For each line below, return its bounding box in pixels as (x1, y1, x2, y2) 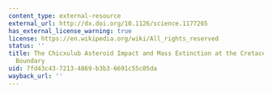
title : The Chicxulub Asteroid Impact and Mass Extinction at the (8, 49, 237, 57)
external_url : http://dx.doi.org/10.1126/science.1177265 (8, 19, 208, 27)
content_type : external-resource (8, 11, 121, 20)
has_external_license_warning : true (8, 27, 132, 35)
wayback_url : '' (8, 72, 63, 80)
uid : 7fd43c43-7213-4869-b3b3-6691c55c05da (8, 65, 158, 73)
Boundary (15, 57, 45, 66)
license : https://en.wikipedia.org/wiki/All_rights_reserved (8, 34, 219, 43)
